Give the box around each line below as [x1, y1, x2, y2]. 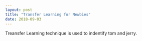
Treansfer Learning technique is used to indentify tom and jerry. [5, 30, 137, 36]
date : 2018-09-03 [5, 16, 42, 21]
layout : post [5, 7, 33, 12]
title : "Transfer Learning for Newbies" [5, 12, 91, 17]
